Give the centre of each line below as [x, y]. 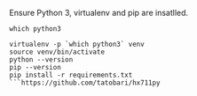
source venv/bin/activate [57, 52]
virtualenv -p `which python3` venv [77, 44]
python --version [41, 60]
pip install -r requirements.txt [71, 75]
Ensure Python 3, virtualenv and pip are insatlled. [99, 13]
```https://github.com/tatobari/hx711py [85, 83]
